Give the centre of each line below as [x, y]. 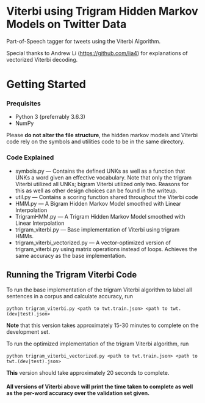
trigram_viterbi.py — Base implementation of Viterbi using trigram [97, 229]
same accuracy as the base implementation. [71, 255]
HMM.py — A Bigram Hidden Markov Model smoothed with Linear [98, 203]
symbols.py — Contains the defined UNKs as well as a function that [100, 171]
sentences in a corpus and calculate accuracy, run [70, 296]
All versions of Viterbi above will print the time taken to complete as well [100, 386]
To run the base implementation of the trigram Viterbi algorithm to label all [99, 290]
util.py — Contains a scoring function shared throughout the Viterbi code [106, 197]
